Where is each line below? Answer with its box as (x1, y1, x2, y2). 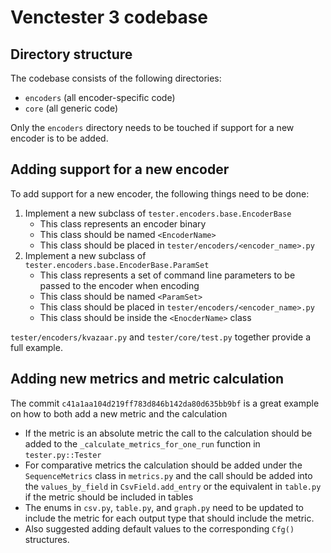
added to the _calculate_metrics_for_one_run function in (24, 437, 261, 450)
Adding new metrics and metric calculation (10, 371, 285, 388)
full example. (10, 341, 63, 353)
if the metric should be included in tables (24, 491, 194, 503)
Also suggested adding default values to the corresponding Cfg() (24, 522, 295, 535)
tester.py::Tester (24, 450, 102, 460)
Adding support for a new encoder (10, 161, 230, 178)
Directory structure (10, 46, 133, 63)
